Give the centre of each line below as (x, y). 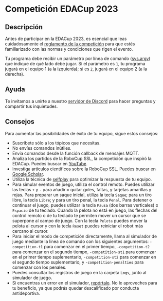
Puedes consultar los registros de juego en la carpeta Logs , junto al (79, 272)
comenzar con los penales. (39, 267)
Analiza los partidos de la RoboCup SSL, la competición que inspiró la (82, 158)
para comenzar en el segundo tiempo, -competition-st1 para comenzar (84, 252)
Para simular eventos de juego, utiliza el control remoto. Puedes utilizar (83, 184)
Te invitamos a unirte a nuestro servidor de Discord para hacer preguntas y (80, 101)
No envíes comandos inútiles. (42, 148)
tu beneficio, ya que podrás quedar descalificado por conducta (75, 288)
